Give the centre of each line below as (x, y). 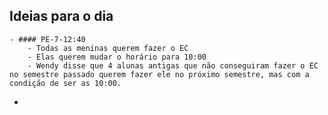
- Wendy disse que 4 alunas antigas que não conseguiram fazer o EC (173, 65)
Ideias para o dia (61, 16)
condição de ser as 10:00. (65, 83)
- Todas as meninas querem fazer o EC (108, 48)
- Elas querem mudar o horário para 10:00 (117, 57)
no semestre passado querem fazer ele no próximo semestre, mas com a (159, 74)
